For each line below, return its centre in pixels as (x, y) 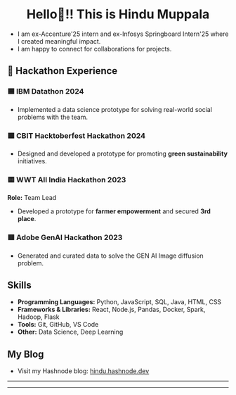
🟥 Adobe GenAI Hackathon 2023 (65, 237)
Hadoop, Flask (38, 317)
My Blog (26, 354)
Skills (19, 285)
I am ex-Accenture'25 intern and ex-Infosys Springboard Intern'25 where (123, 34)
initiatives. (32, 161)
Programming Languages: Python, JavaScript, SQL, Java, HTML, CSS (119, 302)
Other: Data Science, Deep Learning (70, 332)
